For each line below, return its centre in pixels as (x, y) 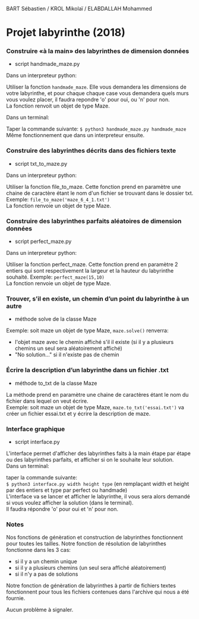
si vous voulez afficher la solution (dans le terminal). (70, 503)
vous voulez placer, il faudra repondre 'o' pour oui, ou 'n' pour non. (88, 100)
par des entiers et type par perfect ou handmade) (67, 490)
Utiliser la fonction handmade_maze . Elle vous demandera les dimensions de (97, 87)
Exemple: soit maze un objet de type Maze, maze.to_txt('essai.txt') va (95, 407)
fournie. (16, 598)
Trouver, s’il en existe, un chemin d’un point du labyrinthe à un (98, 299)
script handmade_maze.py (47, 64)
